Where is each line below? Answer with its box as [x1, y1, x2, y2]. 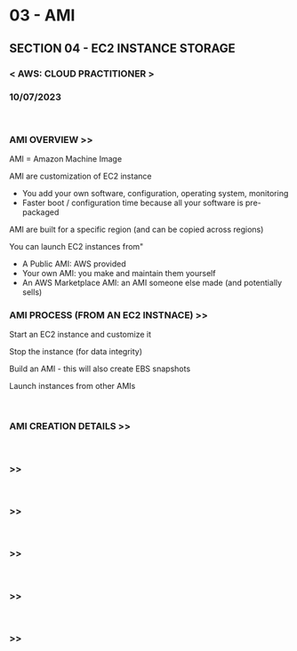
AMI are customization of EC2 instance [9, 171, 152, 182]
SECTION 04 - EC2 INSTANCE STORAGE [9, 41, 236, 56]
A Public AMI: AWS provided [21, 258, 126, 269]
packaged [21, 207, 60, 218]
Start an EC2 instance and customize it [9, 329, 152, 340]
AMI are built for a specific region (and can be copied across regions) [9, 224, 264, 235]
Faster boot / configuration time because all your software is [21, 197, 244, 209]
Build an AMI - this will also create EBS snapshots [9, 363, 191, 374]
